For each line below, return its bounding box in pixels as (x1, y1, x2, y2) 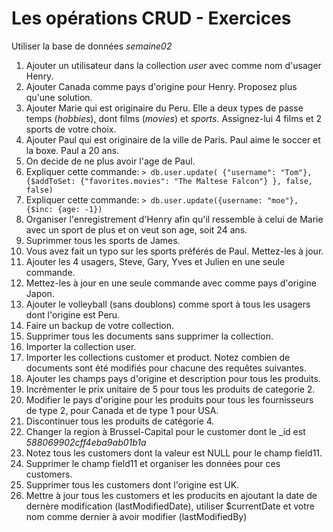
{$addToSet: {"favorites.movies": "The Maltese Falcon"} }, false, (25, 176, 313, 186)
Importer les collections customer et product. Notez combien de (25, 351, 291, 363)
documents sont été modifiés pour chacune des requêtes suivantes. (25, 362, 307, 374)
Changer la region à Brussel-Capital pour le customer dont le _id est (25, 425, 306, 437)
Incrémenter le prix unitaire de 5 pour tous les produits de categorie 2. (25, 383, 316, 395)
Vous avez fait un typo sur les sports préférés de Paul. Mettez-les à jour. (25, 245, 324, 257)
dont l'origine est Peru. (25, 308, 121, 321)
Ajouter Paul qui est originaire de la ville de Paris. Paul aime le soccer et (25, 133, 321, 146)
